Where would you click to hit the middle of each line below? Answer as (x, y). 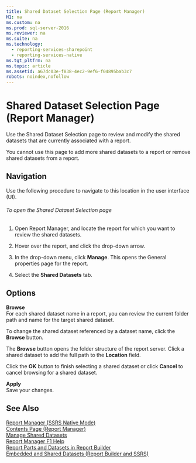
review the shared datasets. (48, 235)
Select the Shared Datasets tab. (53, 275)
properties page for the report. (51, 263)
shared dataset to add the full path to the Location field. (74, 355)
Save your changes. (30, 390)
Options (21, 293)
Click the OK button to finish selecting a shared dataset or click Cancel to (94, 366)
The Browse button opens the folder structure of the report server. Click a (95, 348)
